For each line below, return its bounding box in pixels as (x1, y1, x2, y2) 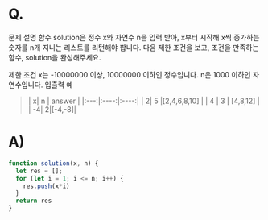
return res (15, 197, 52, 205)
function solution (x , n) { (8, 159, 99, 168)
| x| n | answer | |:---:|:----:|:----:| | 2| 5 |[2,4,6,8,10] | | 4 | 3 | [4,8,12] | (27, 96, 260, 106)
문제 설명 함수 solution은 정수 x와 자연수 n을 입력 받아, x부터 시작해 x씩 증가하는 (8, 32, 260, 42)
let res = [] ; (15, 167, 63, 175)
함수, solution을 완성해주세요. (8, 52, 101, 62)
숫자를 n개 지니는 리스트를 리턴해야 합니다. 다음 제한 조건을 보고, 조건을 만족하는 (8, 42, 259, 52)
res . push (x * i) (23, 182, 70, 190)
